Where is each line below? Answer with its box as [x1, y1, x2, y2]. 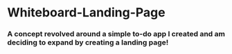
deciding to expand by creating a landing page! [7, 38, 169, 47]
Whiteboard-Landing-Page [7, 5, 166, 21]
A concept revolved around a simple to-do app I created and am [7, 29, 225, 39]
